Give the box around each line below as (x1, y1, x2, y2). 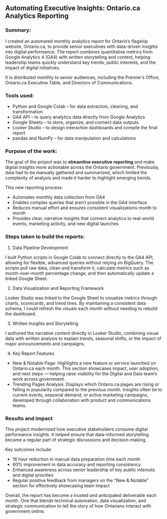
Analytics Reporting (5, 12, 69, 20)
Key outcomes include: (5, 446, 52, 452)
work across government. (12, 376, 66, 382)
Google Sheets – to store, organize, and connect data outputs (12, 119, 139, 125)
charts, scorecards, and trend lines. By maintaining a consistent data (5, 300, 146, 306)
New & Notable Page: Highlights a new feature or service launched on (12, 360, 156, 366)
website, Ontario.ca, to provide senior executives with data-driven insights (5, 43, 158, 49)
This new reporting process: (5, 185, 63, 191)
